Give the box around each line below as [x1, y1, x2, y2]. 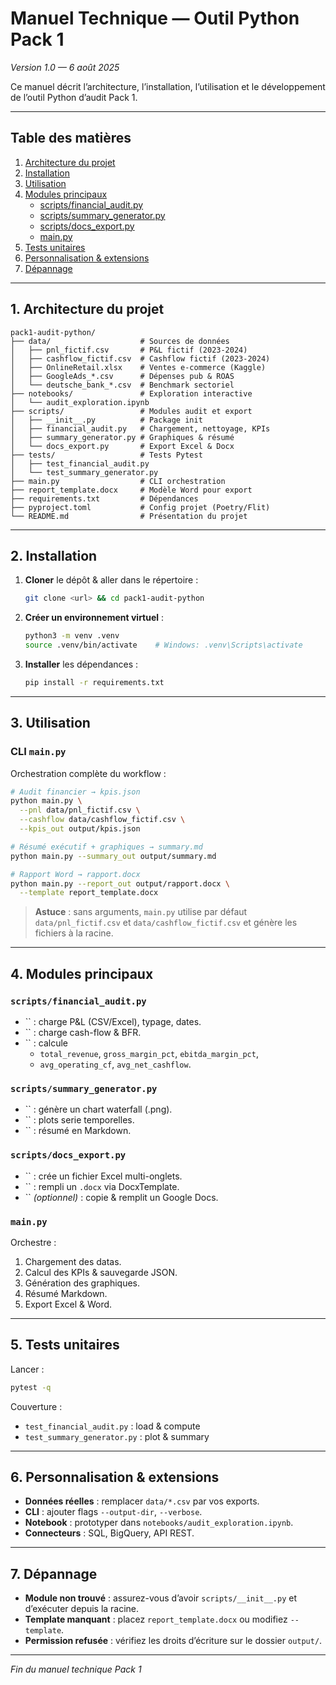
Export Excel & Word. [24, 1298, 113, 1310]
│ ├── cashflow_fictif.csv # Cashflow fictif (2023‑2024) [10, 353, 271, 364]
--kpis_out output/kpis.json [19, 824, 141, 834]
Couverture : [10, 1400, 63, 1412]
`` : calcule [24, 1037, 68, 1049]
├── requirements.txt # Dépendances [10, 493, 199, 504]
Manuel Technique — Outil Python [10, 7, 300, 30]
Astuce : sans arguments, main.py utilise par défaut [34, 906, 248, 918]
